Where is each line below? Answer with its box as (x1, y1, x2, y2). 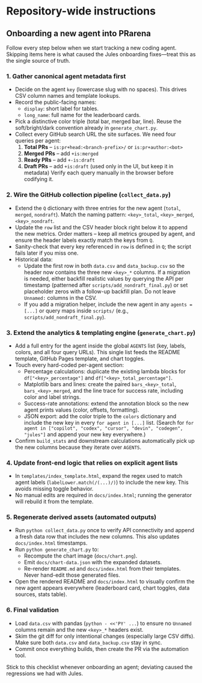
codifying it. (23, 176, 54, 183)
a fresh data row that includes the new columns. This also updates (14, 533, 180, 541)
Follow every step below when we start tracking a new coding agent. (6, 44, 177, 51)
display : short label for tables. (23, 105, 99, 112)
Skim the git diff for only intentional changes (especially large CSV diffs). (14, 632, 195, 640)
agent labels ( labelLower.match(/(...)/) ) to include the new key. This (14, 478, 189, 486)
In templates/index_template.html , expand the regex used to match (14, 472, 183, 480)
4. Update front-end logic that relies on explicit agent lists (6, 459, 179, 467)
